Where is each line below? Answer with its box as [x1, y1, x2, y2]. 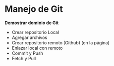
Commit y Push [11, 50, 43, 56]
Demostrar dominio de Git [4, 20, 59, 26]
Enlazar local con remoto [11, 45, 63, 51]
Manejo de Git [4, 3, 63, 15]
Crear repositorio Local [11, 29, 59, 35]
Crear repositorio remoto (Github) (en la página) [11, 39, 110, 45]
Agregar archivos [11, 34, 48, 40]
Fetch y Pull [11, 55, 36, 61]
